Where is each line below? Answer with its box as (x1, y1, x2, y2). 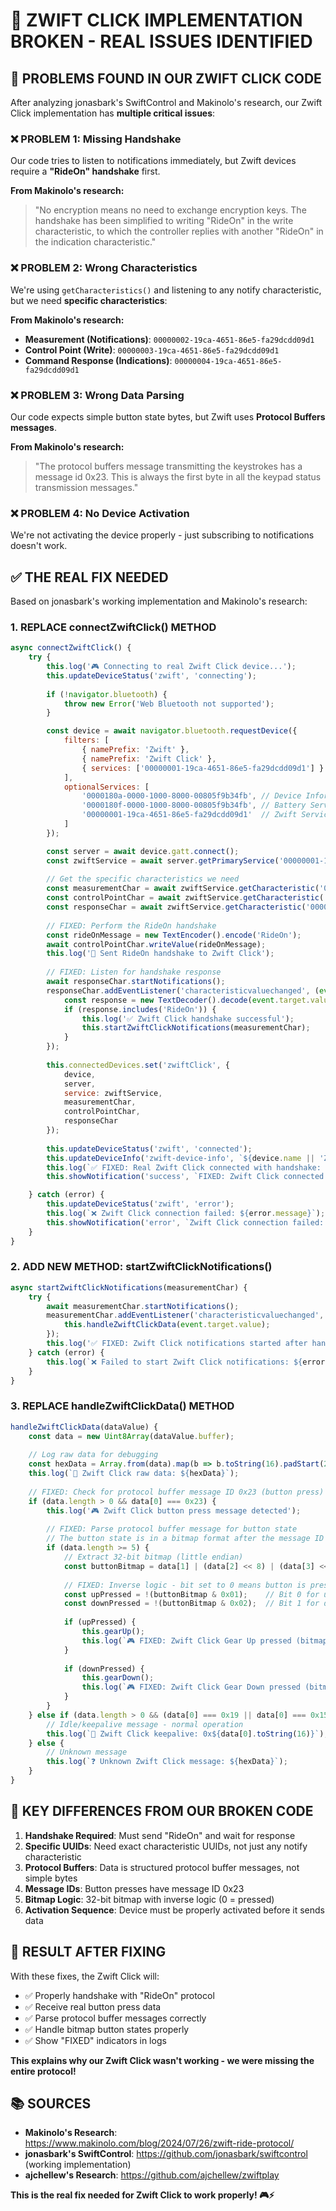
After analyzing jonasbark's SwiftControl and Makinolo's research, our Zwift (10, 97, 323, 108)
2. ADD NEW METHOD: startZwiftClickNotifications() (10, 1260, 273, 1274)
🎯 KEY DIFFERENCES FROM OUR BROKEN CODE (10, 1803, 314, 1820)
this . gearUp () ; (81, 1627, 145, 1637)
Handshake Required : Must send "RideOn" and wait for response (24, 1829, 296, 1841)
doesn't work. (10, 540, 68, 552)
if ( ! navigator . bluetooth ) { (46, 689, 168, 699)
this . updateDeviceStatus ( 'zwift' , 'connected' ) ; (46, 1144, 253, 1154)
